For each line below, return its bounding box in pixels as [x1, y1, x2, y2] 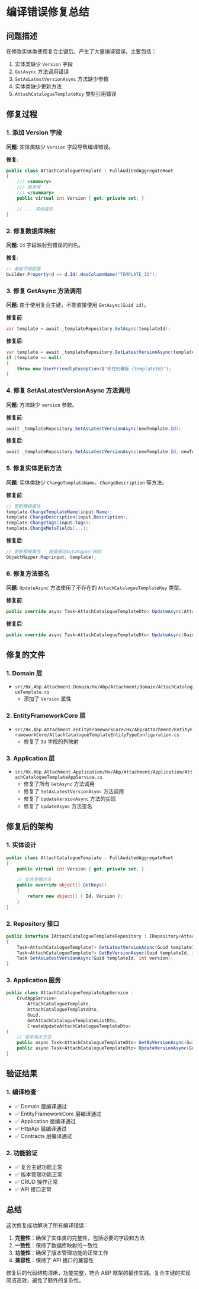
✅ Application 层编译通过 [14, 1117, 76, 1124]
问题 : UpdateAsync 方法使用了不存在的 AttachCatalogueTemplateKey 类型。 [6, 584, 185, 592]
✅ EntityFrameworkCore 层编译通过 [14, 1110, 102, 1117]
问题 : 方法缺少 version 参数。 [6, 401, 78, 408]
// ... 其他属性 [17, 206, 53, 212]
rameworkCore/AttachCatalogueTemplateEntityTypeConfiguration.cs [14, 732, 179, 738]
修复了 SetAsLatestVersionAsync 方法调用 [23, 788, 124, 795]
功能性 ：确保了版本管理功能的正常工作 [14, 1249, 108, 1256]
